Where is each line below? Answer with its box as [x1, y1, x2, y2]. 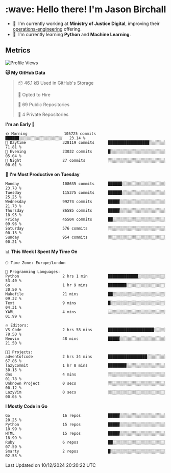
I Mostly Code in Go [5, 403, 47, 409]
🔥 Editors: [5, 322, 29, 328]
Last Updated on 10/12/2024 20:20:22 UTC [5, 462, 96, 468]
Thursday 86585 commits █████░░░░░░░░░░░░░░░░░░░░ [5, 208, 166, 213]
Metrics [5, 46, 31, 55]
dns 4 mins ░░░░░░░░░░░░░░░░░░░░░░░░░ [5, 371, 166, 377]
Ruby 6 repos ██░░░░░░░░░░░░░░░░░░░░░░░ [5, 440, 166, 445]
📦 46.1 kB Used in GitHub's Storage [17, 80, 94, 86]
